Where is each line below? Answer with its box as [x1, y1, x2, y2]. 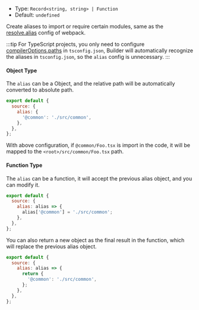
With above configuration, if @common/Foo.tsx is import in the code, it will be [6, 142, 191, 149]
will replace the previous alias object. [6, 243, 97, 250]
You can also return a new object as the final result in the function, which [6, 236, 185, 243]
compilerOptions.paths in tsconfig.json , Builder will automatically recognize [6, 47, 194, 54]
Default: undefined [14, 11, 60, 18]
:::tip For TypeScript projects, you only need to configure [6, 41, 145, 48]
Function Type [6, 162, 43, 169]
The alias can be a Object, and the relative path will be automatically [6, 80, 175, 87]
